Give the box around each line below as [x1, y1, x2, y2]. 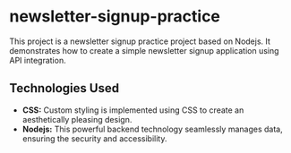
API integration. [9, 55, 66, 65]
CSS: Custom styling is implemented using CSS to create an [21, 105, 244, 115]
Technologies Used [9, 81, 119, 96]
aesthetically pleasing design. [21, 114, 133, 124]
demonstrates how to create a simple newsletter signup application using [9, 45, 279, 55]
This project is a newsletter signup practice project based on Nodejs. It [9, 36, 271, 47]
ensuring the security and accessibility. [21, 132, 167, 144]
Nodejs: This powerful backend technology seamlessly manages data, [21, 123, 284, 134]
